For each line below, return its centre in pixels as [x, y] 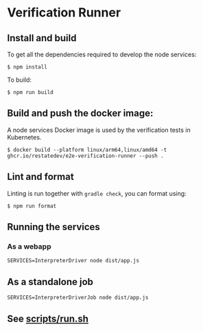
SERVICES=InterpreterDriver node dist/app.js [73, 261]
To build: [20, 80]
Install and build [42, 38]
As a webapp [29, 247]
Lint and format [40, 177]
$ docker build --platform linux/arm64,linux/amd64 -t [87, 150]
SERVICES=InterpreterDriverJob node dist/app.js [78, 298]
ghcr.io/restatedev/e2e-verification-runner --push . [86, 156]
